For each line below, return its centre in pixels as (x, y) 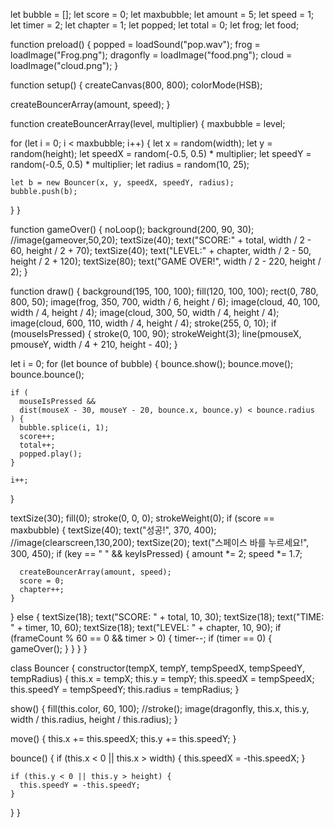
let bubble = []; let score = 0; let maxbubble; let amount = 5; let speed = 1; (162, 14)
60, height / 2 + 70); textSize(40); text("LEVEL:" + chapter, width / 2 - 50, (161, 250)
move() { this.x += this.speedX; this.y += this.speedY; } (123, 738)
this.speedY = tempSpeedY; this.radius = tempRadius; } (125, 689)
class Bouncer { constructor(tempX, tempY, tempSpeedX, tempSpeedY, (157, 668)
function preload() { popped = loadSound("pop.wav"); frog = (135, 44)
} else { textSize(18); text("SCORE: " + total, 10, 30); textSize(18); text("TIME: (167, 617)
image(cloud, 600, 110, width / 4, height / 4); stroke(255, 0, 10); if (143, 323)
